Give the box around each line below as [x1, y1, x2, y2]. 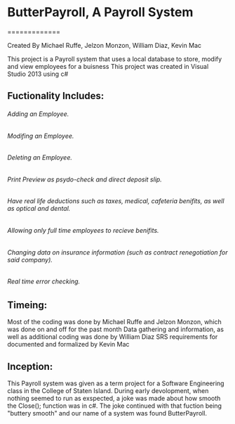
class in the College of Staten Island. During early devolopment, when [7, 387, 209, 395]
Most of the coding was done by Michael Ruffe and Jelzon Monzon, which [7, 318, 222, 326]
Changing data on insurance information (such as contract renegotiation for [7, 248, 228, 257]
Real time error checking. [7, 277, 81, 285]
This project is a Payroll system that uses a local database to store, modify [7, 54, 222, 63]
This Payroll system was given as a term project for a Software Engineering [7, 379, 224, 387]
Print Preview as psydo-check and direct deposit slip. [7, 175, 163, 184]
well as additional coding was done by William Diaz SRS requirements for [7, 333, 218, 341]
